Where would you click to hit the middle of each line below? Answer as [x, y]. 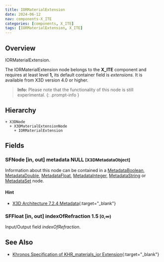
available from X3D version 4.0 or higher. [47, 80]
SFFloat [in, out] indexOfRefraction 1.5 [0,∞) [58, 216]
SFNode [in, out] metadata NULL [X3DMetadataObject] [68, 160]
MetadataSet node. [25, 181]
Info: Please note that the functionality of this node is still [75, 89]
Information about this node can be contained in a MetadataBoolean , [75, 171]
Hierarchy [21, 110]
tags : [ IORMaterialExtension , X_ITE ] [44, 28]
